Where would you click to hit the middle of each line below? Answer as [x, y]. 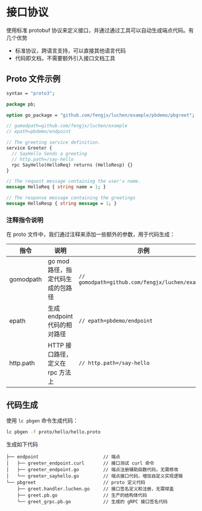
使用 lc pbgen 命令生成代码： [42, 421]
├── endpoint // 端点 [63, 457]
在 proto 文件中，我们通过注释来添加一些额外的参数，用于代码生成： [91, 234]
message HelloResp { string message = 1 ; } [62, 203]
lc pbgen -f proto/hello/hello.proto [54, 432]
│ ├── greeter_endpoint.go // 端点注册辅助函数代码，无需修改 [92, 469]
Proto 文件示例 [33, 79]
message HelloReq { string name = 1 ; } [56, 187]
